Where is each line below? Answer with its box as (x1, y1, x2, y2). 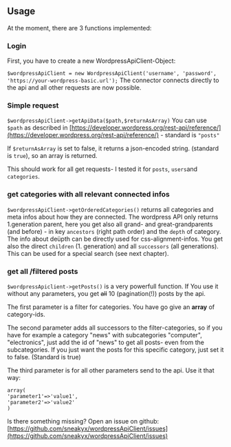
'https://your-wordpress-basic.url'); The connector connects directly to (7, 76, 219, 85)
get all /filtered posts (7, 266, 78, 276)
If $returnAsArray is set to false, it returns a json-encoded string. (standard (7, 144, 219, 152)
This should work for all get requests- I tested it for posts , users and (7, 165, 198, 173)
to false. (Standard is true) (7, 353, 81, 361)
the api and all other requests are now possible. (7, 83, 142, 92)
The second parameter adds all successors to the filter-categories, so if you (7, 324, 223, 332)
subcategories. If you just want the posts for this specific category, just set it (7, 346, 224, 354)
